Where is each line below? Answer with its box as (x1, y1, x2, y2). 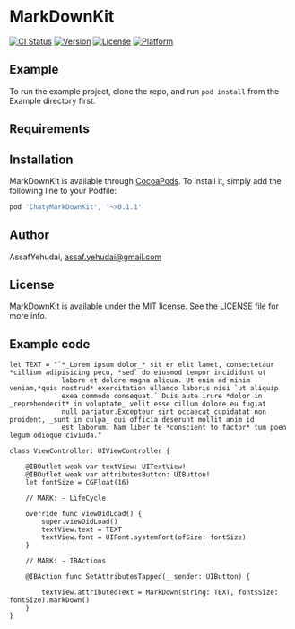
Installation (9, 152, 74, 167)
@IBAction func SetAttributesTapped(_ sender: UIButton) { (25, 572, 251, 581)
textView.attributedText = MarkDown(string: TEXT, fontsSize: (41, 588, 279, 598)
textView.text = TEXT (41, 525, 123, 535)
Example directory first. (9, 95, 96, 106)
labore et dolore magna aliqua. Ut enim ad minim (61, 376, 251, 385)
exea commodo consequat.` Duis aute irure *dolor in (61, 392, 263, 401)
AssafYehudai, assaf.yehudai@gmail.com (9, 251, 162, 262)
